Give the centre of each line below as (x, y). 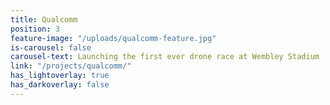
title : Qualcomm (44, 19)
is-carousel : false (51, 47)
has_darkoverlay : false (60, 85)
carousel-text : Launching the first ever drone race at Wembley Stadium (165, 57)
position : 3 (35, 29)
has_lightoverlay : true (60, 76)
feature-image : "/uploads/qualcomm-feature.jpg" (113, 38)
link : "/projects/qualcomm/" (71, 66)
